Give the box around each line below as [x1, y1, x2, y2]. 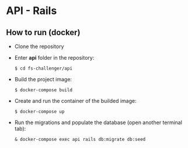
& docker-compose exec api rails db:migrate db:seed [14, 136, 146, 142]
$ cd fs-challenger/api [14, 66, 73, 71]
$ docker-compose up [14, 109, 65, 115]
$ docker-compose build [14, 87, 73, 93]
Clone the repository [14, 43, 64, 50]
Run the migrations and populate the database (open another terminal [14, 119, 183, 126]
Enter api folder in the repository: [14, 54, 95, 61]
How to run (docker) [6, 27, 81, 37]
